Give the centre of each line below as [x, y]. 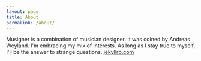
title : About [22, 17]
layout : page [22, 12]
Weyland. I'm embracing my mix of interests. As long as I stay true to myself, [100, 46]
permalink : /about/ [31, 23]
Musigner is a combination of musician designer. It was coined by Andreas [98, 40]
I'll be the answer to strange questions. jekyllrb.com [70, 52]
